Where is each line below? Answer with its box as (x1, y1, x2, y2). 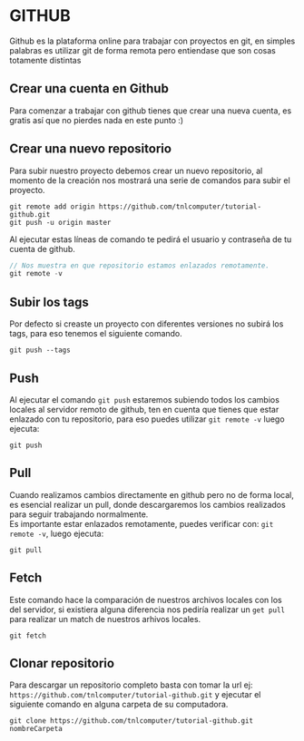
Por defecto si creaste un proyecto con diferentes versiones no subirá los (9, 318, 284, 329)
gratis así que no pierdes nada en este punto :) (9, 114, 184, 125)
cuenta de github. (9, 243, 75, 254)
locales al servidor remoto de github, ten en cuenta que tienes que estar (9, 404, 279, 414)
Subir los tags (9, 294, 89, 309)
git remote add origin (9, 201, 95, 211)
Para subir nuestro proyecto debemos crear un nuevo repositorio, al (9, 165, 263, 176)
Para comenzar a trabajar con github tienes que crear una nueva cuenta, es (9, 105, 292, 116)
